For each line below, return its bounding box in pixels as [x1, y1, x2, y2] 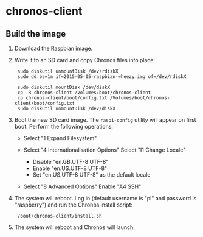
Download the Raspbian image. [14, 44, 93, 52]
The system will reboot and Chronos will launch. [14, 224, 135, 231]
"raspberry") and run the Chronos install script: [14, 201, 133, 208]
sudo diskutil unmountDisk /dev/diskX [17, 105, 116, 111]
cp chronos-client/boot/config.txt [17, 95, 108, 101]
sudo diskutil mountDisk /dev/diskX [17, 84, 111, 90]
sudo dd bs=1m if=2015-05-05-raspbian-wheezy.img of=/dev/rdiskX [17, 74, 187, 80]
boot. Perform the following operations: [14, 123, 114, 130]
